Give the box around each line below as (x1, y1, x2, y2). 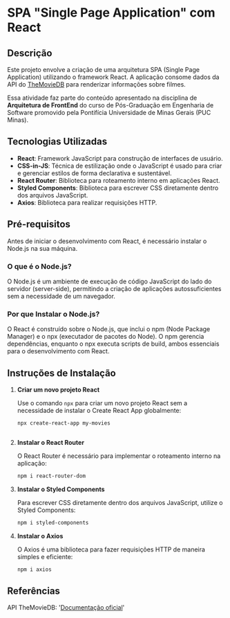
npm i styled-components (17, 519, 89, 526)
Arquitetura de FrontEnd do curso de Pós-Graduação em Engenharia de (7, 101, 214, 109)
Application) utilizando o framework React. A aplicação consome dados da (7, 73, 220, 81)
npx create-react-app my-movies (17, 420, 111, 427)
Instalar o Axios (17, 531, 64, 540)
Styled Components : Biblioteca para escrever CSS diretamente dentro (17, 184, 219, 192)
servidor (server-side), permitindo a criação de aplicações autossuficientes (7, 284, 222, 292)
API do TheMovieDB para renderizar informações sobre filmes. (7, 80, 186, 88)
